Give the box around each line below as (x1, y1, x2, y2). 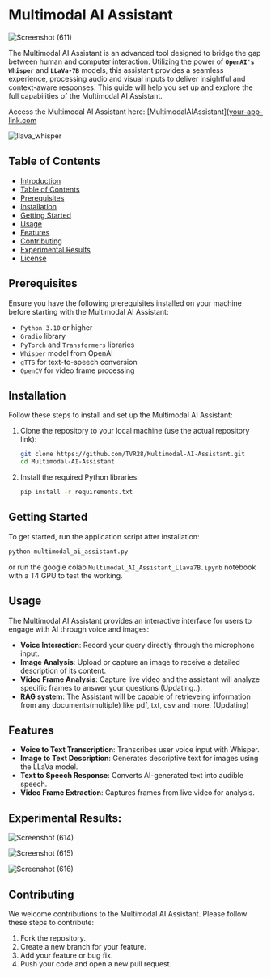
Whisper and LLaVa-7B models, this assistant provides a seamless (8, 65, 224, 74)
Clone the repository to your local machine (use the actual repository (19, 426, 250, 436)
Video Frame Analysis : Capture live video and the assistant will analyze (19, 674, 260, 684)
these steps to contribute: (8, 917, 95, 927)
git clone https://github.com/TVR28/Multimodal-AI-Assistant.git (19, 450, 245, 459)
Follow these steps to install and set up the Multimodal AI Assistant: (8, 410, 233, 420)
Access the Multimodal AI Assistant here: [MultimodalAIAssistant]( (8, 107, 230, 116)
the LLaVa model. (19, 762, 78, 772)
